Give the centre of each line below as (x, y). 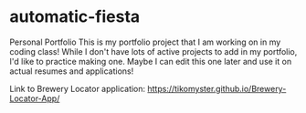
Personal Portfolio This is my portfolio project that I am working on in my (145, 42)
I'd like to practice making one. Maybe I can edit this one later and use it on (151, 61)
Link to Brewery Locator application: (78, 88)
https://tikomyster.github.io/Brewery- (217, 88)
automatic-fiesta (75, 17)
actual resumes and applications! (72, 71)
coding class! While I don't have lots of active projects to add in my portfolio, (153, 51)
